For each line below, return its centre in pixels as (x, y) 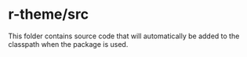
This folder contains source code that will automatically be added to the (124, 36)
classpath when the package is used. (68, 44)
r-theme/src (48, 14)
